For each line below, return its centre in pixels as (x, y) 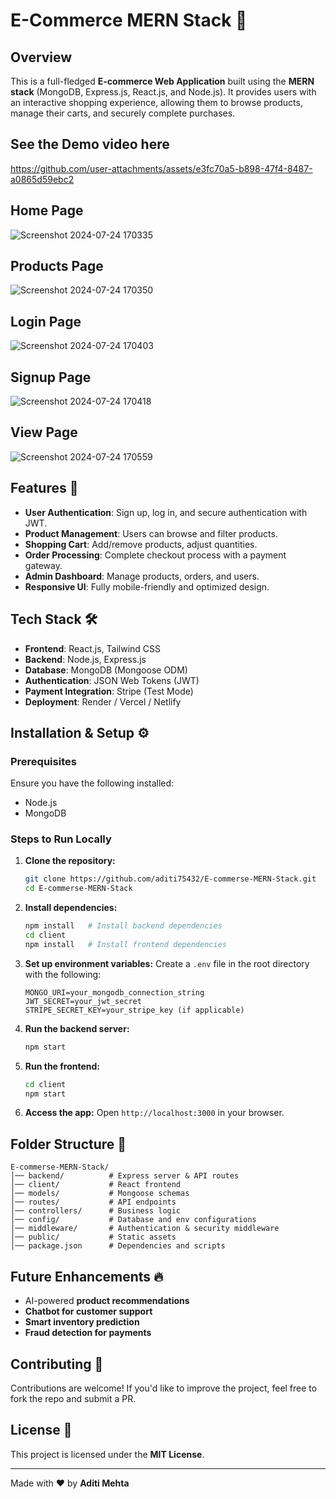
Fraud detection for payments (88, 1333)
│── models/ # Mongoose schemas (100, 1194)
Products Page (57, 266)
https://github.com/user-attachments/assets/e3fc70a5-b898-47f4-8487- (161, 168)
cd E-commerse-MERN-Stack (78, 889)
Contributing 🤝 (57, 1364)
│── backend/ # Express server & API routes (125, 1176)
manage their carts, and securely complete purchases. (123, 113)
